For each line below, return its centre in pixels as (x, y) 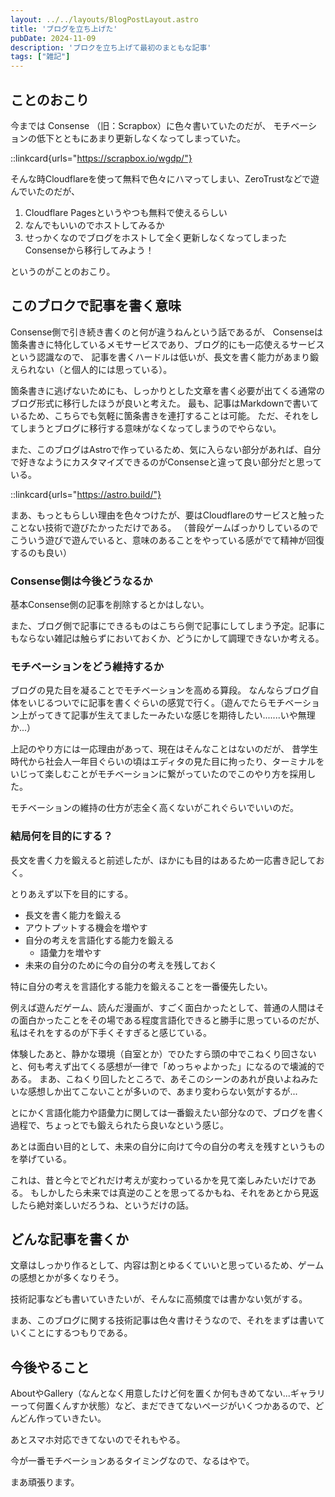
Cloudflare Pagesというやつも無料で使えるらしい (126, 212)
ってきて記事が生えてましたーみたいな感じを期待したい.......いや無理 (176, 715)
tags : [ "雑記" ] (40, 57)
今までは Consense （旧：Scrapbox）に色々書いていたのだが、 (141, 125)
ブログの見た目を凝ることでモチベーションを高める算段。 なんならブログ (160, 690)
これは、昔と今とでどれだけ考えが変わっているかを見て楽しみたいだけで (159, 1180)
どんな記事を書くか (69, 1239)
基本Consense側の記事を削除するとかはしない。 (110, 605)
